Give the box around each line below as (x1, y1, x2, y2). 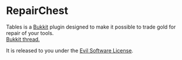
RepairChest (6, 4, 69, 17)
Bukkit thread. (6, 36, 40, 43)
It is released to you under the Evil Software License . (6, 47, 134, 54)
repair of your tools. (6, 29, 54, 36)
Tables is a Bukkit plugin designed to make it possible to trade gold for (6, 23, 176, 30)
